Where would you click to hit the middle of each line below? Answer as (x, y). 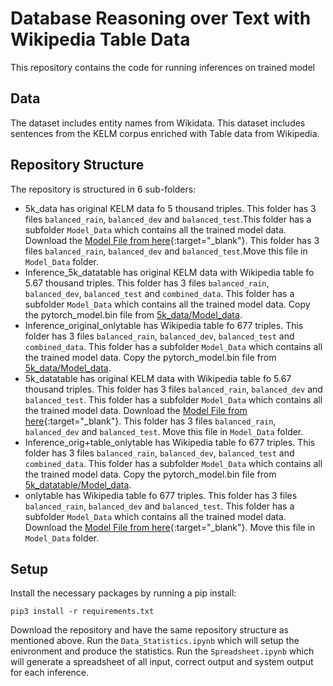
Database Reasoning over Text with (161, 18)
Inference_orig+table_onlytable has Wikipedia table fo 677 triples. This (170, 442)
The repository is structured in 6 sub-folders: (103, 189)
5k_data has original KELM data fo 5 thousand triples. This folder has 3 (170, 208)
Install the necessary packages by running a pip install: (123, 593)
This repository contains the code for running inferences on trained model (162, 67)
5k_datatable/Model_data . (78, 484)
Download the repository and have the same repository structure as (149, 630)
